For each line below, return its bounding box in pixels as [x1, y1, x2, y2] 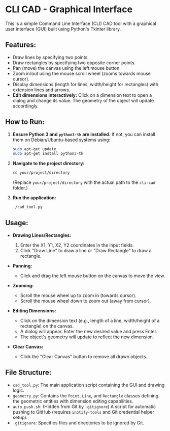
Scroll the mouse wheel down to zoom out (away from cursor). [20, 298, 151, 304]
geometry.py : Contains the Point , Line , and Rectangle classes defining [12, 392, 159, 398]
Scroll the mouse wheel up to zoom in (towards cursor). [20, 292, 137, 299]
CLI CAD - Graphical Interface [5, 4, 133, 15]
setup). [12, 414, 28, 420]
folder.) [12, 185, 28, 191]
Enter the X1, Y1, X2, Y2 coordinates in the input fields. [20, 242, 134, 248]
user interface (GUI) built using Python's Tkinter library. [5, 25, 121, 32]
